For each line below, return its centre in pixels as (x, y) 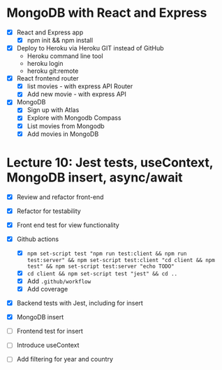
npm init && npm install (60, 40)
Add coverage (47, 289)
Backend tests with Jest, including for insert (80, 303)
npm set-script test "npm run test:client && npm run (107, 254)
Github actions (38, 239)
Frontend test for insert (50, 331)
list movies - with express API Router (80, 86)
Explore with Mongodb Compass (74, 118)
